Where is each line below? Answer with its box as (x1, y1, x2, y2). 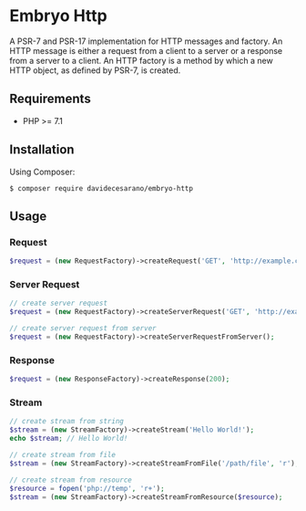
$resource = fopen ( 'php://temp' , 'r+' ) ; (9, 484, 166, 493)
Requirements (9, 91, 91, 107)
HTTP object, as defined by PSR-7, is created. (9, 65, 181, 76)
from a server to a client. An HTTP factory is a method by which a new (9, 55, 273, 66)
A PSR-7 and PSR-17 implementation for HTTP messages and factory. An (9, 36, 283, 47)
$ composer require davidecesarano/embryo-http (9, 183, 194, 193)
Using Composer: (9, 166, 76, 177)
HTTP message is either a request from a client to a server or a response (9, 45, 283, 56)
